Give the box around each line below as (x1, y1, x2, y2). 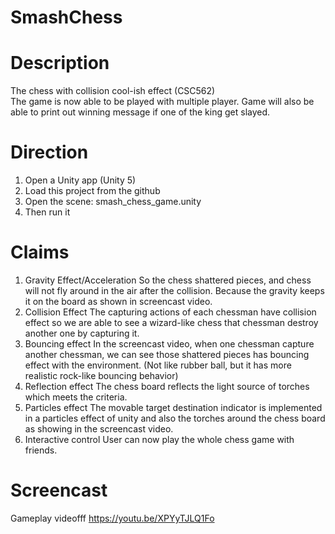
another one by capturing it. (24, 327, 140, 339)
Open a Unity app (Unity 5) (24, 174, 137, 186)
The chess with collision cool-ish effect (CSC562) (10, 85, 216, 97)
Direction (10, 141, 89, 164)
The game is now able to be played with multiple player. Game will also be (10, 96, 315, 108)
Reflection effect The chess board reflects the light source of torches (24, 381, 310, 392)
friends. (24, 444, 58, 456)
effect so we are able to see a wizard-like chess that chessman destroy (24, 317, 319, 328)
